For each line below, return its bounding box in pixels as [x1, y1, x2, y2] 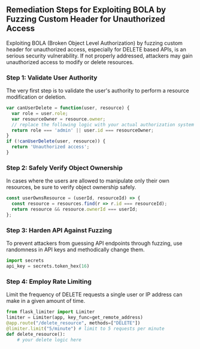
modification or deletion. [6, 93, 67, 101]
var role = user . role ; [11, 110, 68, 116]
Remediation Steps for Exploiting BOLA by [6, 5, 166, 15]
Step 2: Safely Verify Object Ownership [6, 163, 123, 172]
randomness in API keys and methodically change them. [6, 246, 145, 253]
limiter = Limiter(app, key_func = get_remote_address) [6, 314, 144, 320]
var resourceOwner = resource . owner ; [11, 116, 106, 122]
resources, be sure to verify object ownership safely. [6, 184, 137, 191]
